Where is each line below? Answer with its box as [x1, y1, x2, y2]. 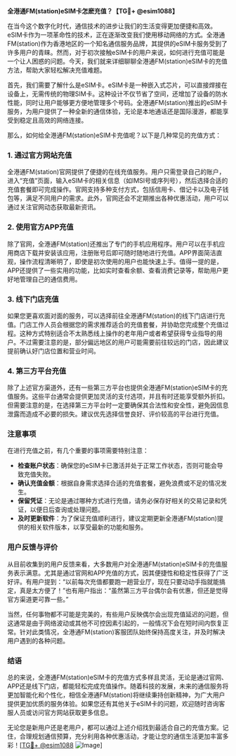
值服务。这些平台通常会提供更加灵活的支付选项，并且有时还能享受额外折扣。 [7, 392, 229, 401]
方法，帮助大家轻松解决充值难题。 [7, 66, 106, 74]
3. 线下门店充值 [7, 294, 60, 304]
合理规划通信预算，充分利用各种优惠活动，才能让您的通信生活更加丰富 [19, 732, 223, 740]
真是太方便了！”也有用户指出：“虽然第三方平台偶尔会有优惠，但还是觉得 [19, 586, 228, 595]
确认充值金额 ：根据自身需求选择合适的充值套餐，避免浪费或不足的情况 [17, 479, 221, 488]
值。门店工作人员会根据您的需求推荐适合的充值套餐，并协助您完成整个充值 [7, 320, 223, 328]
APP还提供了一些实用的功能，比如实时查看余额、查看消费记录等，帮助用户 [7, 266, 223, 274]
